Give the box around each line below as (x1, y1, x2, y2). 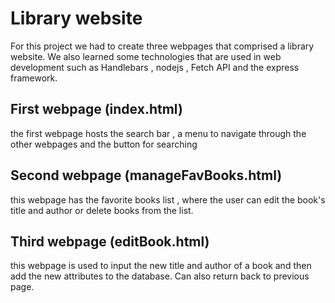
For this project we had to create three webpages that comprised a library (10, 40, 315, 52)
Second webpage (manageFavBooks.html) (10, 167, 283, 184)
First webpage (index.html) (10, 101, 183, 118)
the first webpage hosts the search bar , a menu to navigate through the (10, 127, 307, 139)
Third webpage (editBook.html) (10, 233, 210, 250)
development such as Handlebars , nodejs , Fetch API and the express (10, 61, 300, 73)
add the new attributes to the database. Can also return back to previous (10, 270, 310, 282)
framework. (10, 72, 58, 84)
